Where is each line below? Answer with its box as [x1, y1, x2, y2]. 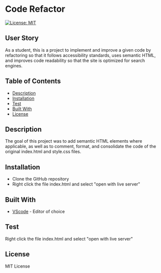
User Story [5, 34, 39, 42]
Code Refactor [5, 3, 65, 15]
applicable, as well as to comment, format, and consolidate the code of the [5, 144, 156, 150]
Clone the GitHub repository [12, 176, 69, 182]
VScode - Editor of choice [12, 209, 65, 214]
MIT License [5, 263, 30, 269]
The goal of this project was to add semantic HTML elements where [5, 138, 142, 144]
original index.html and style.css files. [5, 149, 81, 154]
